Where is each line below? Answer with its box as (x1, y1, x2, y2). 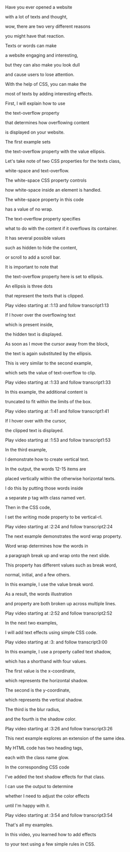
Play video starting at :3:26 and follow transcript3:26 (5, 726, 113, 731)
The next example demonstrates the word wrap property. (5, 533, 122, 539)
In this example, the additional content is (5, 389, 88, 395)
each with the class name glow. (5, 755, 69, 760)
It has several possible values (5, 235, 65, 241)
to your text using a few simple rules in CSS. (5, 841, 96, 847)
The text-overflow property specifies (5, 216, 81, 221)
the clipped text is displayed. (5, 427, 64, 433)
